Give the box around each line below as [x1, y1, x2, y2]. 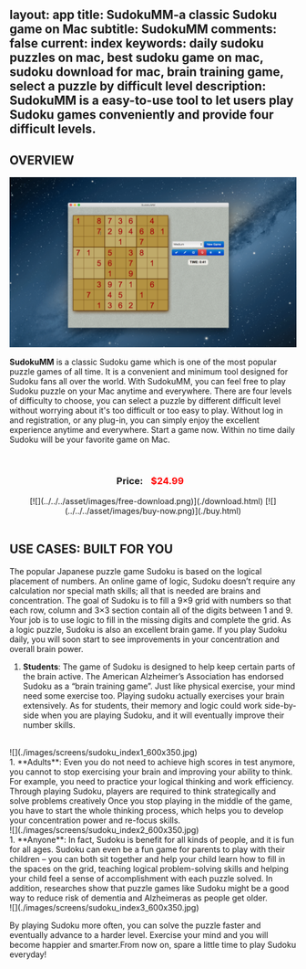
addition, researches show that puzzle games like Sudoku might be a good [9, 882, 290, 893]
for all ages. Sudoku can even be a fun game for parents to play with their [9, 844, 285, 855]
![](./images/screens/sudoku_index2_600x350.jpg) [9, 824, 199, 835]
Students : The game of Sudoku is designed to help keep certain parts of [22, 661, 296, 672]
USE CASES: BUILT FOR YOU [9, 542, 173, 557]
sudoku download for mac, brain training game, [9, 64, 284, 80]
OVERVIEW [9, 153, 75, 168]
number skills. [22, 719, 76, 730]
